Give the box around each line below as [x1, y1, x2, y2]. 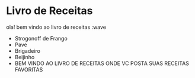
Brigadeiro [14, 47, 40, 54]
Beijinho [14, 53, 35, 60]
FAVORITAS [14, 66, 43, 73]
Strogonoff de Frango [14, 35, 68, 42]
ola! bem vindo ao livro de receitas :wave [6, 23, 107, 30]
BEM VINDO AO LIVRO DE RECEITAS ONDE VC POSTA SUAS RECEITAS [14, 60, 190, 67]
